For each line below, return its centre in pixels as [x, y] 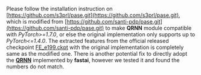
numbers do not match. [35, 67]
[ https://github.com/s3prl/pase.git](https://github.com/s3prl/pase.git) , [93, 15]
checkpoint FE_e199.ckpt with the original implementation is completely [95, 47]
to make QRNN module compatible [148, 28]
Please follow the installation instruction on [59, 9]
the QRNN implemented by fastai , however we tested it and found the [93, 60]
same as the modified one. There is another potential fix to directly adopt [97, 54]
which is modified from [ [37, 21]
